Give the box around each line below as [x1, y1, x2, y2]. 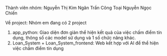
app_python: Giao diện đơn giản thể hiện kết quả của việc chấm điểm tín [12, 29, 162, 35]
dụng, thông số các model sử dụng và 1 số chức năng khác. [12, 35, 136, 40]
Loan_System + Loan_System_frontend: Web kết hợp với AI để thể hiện [12, 40, 159, 46]
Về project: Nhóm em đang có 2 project [5, 20, 87, 25]
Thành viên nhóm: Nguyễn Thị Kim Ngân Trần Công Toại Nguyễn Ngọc [5, 5, 152, 10]
